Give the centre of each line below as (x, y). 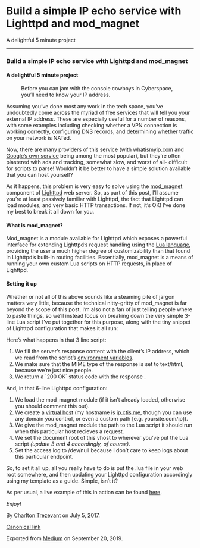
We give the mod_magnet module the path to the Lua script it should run (103, 425)
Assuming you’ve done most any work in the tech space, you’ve (85, 107)
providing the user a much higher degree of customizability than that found (98, 251)
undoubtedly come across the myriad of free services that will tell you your (98, 113)
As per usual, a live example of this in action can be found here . (84, 493)
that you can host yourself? (40, 175)
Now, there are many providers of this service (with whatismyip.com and (95, 149)
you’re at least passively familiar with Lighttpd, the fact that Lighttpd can (95, 199)
